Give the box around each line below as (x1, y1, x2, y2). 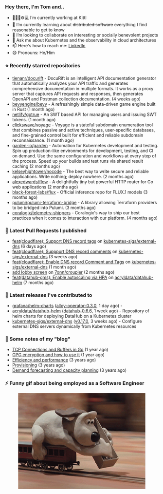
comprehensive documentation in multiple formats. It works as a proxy (12, 85, 154, 91)
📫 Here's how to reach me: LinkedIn (12, 43, 86, 49)
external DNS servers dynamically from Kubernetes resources (12, 323, 137, 329)
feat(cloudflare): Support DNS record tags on (12, 238, 103, 244)
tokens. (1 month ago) (12, 116, 56, 122)
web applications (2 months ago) (12, 184, 78, 190)
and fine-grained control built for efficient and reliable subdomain (12, 132, 144, 138)
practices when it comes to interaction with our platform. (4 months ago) (12, 215, 158, 221)
